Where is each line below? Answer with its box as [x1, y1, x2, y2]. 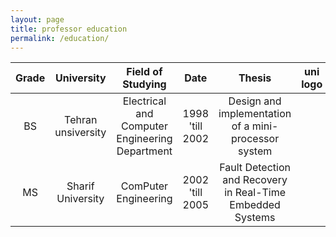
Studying [122, 77, 167, 91]
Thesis [238, 71, 272, 85]
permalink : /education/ [10, 33, 110, 43]
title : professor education [10, 24, 128, 34]
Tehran [64, 113, 98, 127]
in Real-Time [224, 186, 287, 200]
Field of [126, 65, 163, 79]
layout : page [10, 14, 65, 25]
